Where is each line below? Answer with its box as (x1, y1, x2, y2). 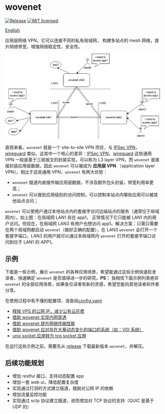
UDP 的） (12, 404, 32, 410)
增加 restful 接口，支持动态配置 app (12, 373, 84, 379)
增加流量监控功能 (12, 391, 47, 397)
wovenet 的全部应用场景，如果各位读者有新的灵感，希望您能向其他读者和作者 (5, 281, 160, 287)
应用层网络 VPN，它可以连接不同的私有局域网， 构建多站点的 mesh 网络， (5, 37, 155, 43)
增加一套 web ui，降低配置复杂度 (12, 379, 79, 385)
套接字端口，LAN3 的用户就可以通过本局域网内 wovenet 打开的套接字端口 (5, 233, 152, 238)
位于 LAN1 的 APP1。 (13, 239, 55, 245)
